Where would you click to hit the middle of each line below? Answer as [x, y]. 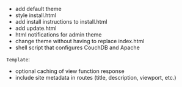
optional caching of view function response [70, 71]
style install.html [36, 15]
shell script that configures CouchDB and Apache [78, 47]
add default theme [38, 9]
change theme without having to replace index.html [80, 41]
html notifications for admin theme [58, 35]
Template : [18, 59]
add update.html [36, 28]
